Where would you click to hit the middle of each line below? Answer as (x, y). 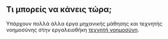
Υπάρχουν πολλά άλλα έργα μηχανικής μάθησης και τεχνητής (84, 23)
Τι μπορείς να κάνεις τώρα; (59, 10)
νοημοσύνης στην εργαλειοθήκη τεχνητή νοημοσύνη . (73, 30)
